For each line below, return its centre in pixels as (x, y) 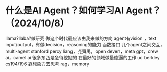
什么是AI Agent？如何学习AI (65, 10)
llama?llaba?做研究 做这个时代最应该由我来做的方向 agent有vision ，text (81, 38)
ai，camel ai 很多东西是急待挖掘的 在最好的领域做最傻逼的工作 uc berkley (82, 57)
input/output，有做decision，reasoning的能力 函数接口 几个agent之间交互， (85, 44)
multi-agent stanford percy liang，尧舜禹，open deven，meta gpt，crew (82, 51)
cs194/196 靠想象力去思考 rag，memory (47, 64)
